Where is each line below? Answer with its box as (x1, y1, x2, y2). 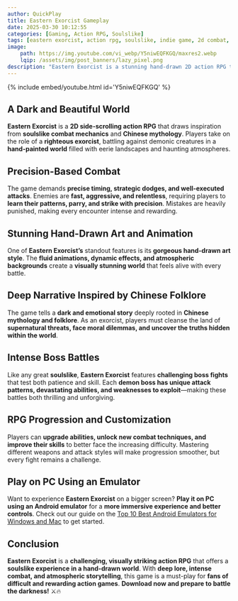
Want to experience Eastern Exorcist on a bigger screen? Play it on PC (7, 494, 215, 503)
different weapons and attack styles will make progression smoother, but (7, 448, 220, 456)
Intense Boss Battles (7, 352, 100, 364)
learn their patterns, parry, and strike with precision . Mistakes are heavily (7, 200, 226, 208)
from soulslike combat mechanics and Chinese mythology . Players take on (7, 129, 230, 139)
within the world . (7, 331, 58, 340)
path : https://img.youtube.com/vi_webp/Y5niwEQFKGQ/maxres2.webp (20, 50, 217, 58)
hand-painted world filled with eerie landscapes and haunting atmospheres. (7, 145, 231, 153)
